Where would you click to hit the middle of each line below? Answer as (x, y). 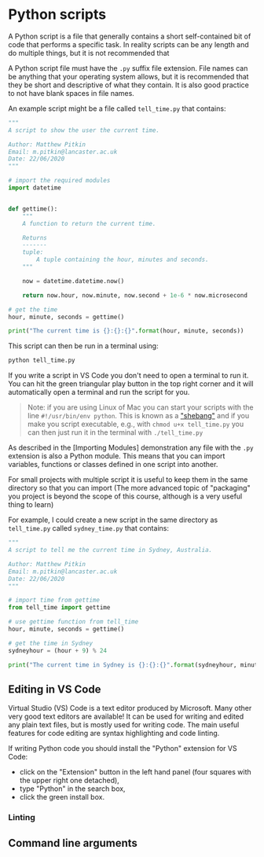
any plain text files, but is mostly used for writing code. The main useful (124, 725)
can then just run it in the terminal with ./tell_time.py (115, 432)
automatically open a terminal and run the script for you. (99, 392)
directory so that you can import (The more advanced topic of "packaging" (129, 488)
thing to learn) (31, 505)
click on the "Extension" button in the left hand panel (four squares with (135, 772)
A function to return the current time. (89, 223)
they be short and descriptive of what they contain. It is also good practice (128, 85)
